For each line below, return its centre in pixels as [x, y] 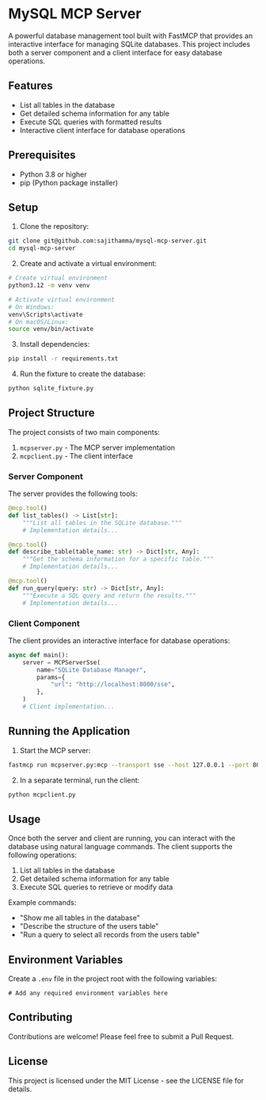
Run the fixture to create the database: [83, 374]
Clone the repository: [54, 226]
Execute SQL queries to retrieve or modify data [96, 887]
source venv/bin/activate [51, 329]
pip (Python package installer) [69, 182]
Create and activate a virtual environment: [88, 264]
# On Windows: [32, 307]
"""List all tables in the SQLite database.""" [102, 523]
